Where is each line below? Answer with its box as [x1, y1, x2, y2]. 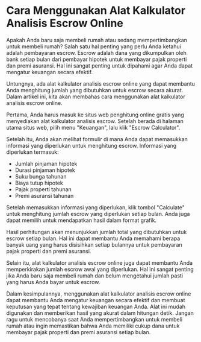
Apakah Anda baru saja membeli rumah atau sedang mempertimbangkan [6, 36, 188, 43]
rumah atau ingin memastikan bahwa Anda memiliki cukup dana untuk [6, 322, 180, 329]
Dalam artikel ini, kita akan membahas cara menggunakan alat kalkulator [6, 93, 185, 100]
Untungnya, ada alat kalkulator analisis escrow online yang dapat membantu [6, 80, 196, 87]
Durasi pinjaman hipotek [14, 166, 75, 174]
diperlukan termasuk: [6, 148, 59, 156]
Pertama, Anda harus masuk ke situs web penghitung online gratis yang [6, 111, 185, 118]
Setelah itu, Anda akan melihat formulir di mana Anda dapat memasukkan [6, 135, 188, 142]
